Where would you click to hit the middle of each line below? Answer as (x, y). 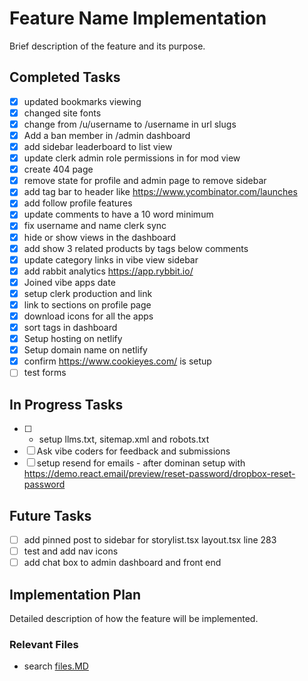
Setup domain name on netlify (85, 350)
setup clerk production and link (88, 293)
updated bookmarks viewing (82, 101)
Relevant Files (44, 644)
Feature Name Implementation (138, 18)
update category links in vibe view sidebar (111, 259)
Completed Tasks (65, 77)
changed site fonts (62, 113)
